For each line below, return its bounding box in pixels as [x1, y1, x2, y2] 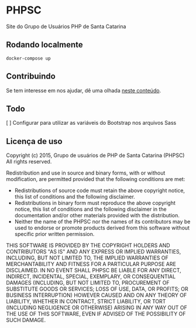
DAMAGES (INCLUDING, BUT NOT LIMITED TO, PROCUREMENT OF [6, 279, 170, 286]
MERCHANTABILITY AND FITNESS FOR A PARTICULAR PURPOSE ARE [6, 261, 177, 268]
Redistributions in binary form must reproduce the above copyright [14, 200, 176, 207]
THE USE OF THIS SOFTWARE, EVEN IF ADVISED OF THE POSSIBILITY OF [6, 310, 186, 317]
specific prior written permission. [14, 231, 95, 238]
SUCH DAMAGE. [6, 317, 46, 324]
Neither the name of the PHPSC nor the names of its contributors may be [14, 218, 191, 225]
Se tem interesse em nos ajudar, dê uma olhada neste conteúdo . [6, 87, 161, 94]
